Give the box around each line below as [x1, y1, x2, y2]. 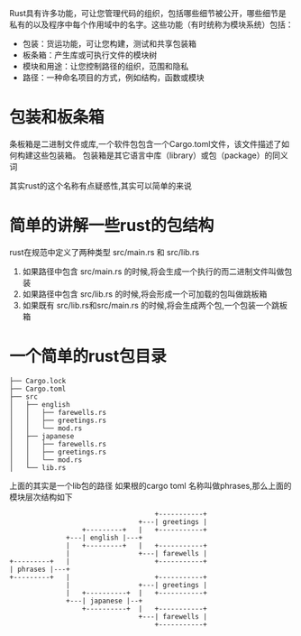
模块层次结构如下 [9, 491, 73, 502]
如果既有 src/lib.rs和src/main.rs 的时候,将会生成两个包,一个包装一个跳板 [22, 300, 288, 310]
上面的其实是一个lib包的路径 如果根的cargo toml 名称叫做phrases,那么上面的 [9, 480, 292, 491]
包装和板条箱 [9, 107, 105, 128]
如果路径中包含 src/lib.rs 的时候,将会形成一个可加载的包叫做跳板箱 [22, 288, 268, 300]
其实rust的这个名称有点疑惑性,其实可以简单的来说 [9, 180, 192, 191]
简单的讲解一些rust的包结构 [9, 216, 214, 236]
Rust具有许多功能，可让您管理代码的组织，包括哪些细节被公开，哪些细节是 [9, 8, 287, 18]
